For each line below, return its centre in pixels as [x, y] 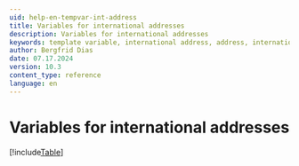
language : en [33, 83]
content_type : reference [55, 75]
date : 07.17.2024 [41, 59]
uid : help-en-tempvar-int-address [73, 17]
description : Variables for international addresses [109, 34]
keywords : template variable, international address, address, [129, 42]
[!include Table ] [36, 152]
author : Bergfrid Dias [51, 51]
